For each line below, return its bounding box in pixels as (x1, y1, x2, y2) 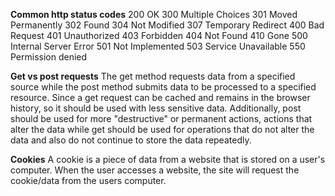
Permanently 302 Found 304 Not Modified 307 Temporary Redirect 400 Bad (10, 19, 325, 31)
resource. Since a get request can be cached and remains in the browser (10, 92, 311, 103)
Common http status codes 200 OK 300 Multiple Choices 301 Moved (10, 9, 298, 20)
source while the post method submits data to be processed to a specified (10, 81, 317, 93)
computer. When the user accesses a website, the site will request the (10, 164, 300, 176)
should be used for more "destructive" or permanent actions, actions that (10, 113, 313, 124)
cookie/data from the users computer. (10, 175, 167, 186)
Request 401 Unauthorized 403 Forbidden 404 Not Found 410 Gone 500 (10, 30, 308, 41)
